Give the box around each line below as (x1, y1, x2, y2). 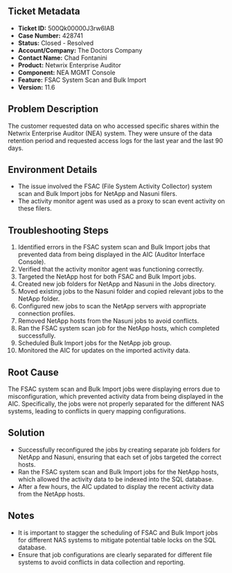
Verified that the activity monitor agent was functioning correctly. (17, 265, 204, 274)
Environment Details (8, 164, 98, 176)
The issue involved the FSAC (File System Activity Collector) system (17, 182, 213, 190)
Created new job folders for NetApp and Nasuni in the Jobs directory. (17, 280, 217, 288)
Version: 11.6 (17, 83, 55, 91)
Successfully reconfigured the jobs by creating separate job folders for (17, 445, 221, 454)
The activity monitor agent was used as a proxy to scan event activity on (17, 197, 226, 206)
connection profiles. (17, 309, 75, 318)
